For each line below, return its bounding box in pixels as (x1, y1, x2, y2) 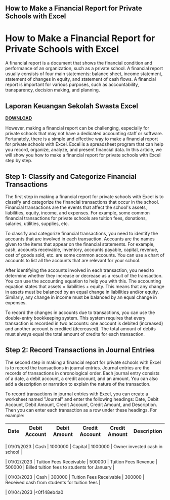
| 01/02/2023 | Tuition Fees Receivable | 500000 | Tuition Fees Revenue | (5, 458, 158, 464)
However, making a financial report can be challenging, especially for (5, 125, 149, 131)
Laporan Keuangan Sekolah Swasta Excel (5, 102, 138, 110)
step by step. (5, 158, 33, 164)
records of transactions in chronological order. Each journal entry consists (5, 370, 160, 376)
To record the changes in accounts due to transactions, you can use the (5, 309, 155, 316)
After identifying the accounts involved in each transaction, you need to (5, 267, 154, 273)
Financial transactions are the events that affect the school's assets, (5, 204, 147, 210)
